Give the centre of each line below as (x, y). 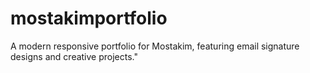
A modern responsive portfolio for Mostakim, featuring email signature (155, 46)
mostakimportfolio (89, 18)
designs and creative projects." (74, 56)
